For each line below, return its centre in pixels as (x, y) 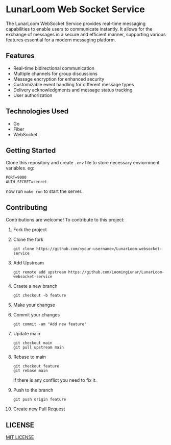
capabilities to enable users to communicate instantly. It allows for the (79, 29)
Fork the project (30, 230)
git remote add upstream (40, 272)
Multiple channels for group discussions (55, 73)
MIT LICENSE (20, 437)
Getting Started (31, 150)
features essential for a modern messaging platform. (61, 40)
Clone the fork (28, 240)
